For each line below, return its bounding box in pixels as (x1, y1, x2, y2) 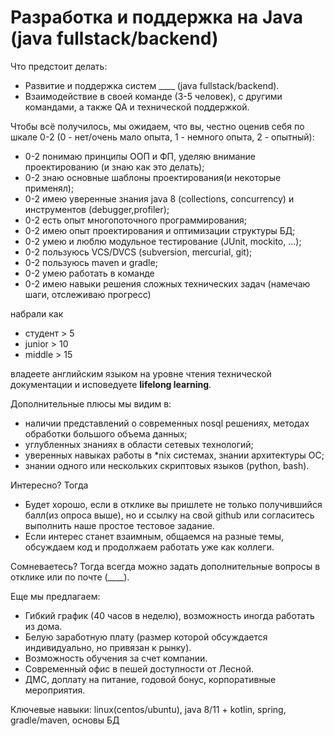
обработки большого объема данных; (24, 427, 188, 440)
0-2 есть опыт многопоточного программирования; (24, 214, 248, 226)
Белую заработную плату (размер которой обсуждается (24, 631, 268, 643)
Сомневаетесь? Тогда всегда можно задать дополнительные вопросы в (10, 560, 321, 572)
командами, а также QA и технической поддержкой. (24, 101, 250, 113)
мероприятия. (24, 684, 86, 696)
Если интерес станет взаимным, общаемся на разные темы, (24, 530, 285, 542)
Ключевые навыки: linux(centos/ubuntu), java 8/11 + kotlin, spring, (10, 703, 287, 715)
